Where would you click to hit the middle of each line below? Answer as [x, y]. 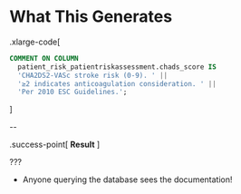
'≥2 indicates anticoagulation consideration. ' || [117, 83]
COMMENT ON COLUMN [44, 58]
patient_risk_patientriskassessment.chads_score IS [117, 67]
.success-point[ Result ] [55, 145]
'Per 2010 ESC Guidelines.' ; [72, 92]
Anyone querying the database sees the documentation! [127, 179]
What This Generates [91, 17]
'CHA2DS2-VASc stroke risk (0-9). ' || [93, 75]
